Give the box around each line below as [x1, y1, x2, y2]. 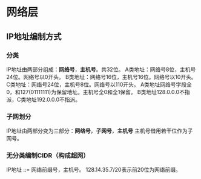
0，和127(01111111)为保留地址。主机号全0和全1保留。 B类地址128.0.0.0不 [6, 88, 185, 95]
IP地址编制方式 [6, 31, 62, 42]
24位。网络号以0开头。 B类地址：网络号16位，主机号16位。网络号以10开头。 [6, 73, 197, 80]
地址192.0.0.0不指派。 [26, 96, 81, 103]
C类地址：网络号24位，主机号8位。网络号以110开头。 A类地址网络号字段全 [6, 81, 193, 88]
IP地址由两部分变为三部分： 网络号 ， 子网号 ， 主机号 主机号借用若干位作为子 [6, 127, 193, 134]
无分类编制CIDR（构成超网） [6, 151, 90, 160]
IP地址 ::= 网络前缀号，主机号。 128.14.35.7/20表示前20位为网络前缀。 [6, 166, 182, 174]
